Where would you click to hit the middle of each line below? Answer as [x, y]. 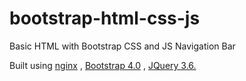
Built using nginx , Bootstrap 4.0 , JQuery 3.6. [103, 65]
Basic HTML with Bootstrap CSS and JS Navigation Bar [122, 46]
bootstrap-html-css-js [105, 18]
